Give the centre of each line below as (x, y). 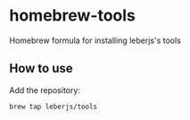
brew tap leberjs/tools (54, 107)
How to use (41, 69)
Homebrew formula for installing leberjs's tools (95, 40)
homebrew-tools (72, 16)
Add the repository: (45, 90)
